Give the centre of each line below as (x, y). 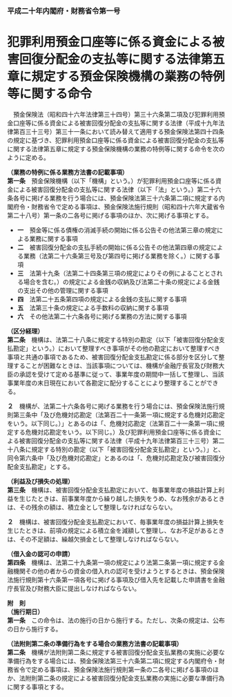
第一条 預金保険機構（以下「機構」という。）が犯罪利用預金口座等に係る (112, 180)
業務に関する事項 (54, 238)
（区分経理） (25, 331)
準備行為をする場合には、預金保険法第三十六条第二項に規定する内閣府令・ (113, 660)
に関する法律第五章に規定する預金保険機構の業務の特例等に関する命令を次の (116, 149)
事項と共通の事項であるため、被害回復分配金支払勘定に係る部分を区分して (113, 356)
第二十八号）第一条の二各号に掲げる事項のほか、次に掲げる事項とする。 (110, 215)
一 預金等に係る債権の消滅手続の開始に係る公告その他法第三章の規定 (117, 230)
